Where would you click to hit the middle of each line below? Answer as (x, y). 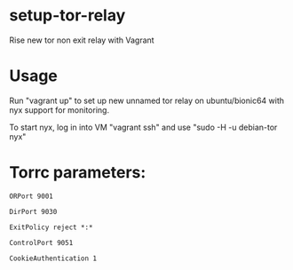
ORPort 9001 (31, 196)
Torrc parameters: (78, 173)
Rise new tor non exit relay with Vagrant (82, 40)
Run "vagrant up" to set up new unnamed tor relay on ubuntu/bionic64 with (147, 100)
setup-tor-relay (67, 16)
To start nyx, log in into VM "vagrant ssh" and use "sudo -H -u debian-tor (143, 127)
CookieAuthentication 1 (53, 258)
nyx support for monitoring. (59, 110)
